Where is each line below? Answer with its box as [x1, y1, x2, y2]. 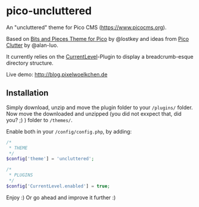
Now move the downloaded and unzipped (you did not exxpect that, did [6, 110, 182, 117]
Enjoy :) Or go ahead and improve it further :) [6, 194, 116, 201]
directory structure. [6, 59, 53, 66]
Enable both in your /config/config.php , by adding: [6, 128, 132, 135]
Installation [6, 88, 49, 98]
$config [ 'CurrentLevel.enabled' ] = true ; [6, 183, 110, 189]
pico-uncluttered [6, 4, 92, 18]
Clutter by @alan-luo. [6, 42, 58, 49]
